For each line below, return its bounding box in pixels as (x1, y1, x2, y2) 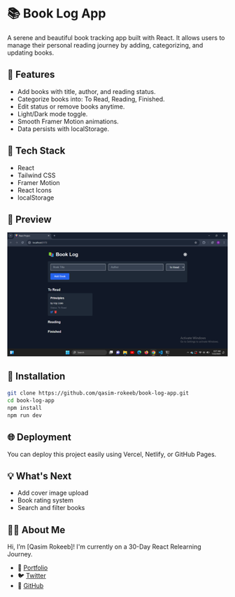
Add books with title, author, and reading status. (17, 87, 156, 95)
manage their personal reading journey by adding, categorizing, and (7, 41, 204, 49)
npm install (7, 404, 42, 411)
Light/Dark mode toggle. (17, 109, 88, 118)
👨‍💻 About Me (7, 523, 66, 536)
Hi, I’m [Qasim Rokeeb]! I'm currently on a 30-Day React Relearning (7, 542, 201, 551)
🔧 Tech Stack (7, 145, 66, 157)
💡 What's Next (7, 470, 72, 482)
